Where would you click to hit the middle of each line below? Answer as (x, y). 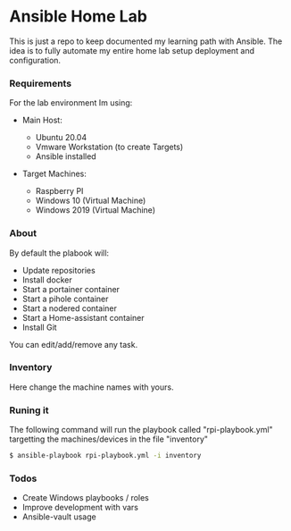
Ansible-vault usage (59, 517)
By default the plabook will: (59, 253)
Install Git (39, 327)
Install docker (47, 280)
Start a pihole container (65, 299)
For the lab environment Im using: (71, 103)
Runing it (29, 410)
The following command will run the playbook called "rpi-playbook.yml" (141, 430)
